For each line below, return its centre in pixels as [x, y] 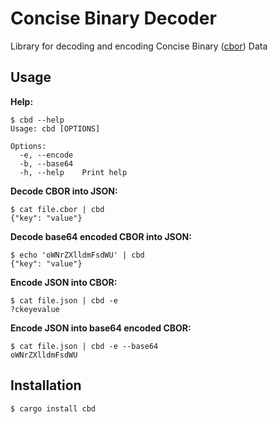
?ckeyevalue [35, 309]
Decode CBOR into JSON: [64, 191]
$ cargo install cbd [53, 408]
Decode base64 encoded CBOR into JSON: [101, 236]
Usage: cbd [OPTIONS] [55, 128]
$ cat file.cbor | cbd [57, 209]
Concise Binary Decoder [113, 18]
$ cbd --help [37, 120]
